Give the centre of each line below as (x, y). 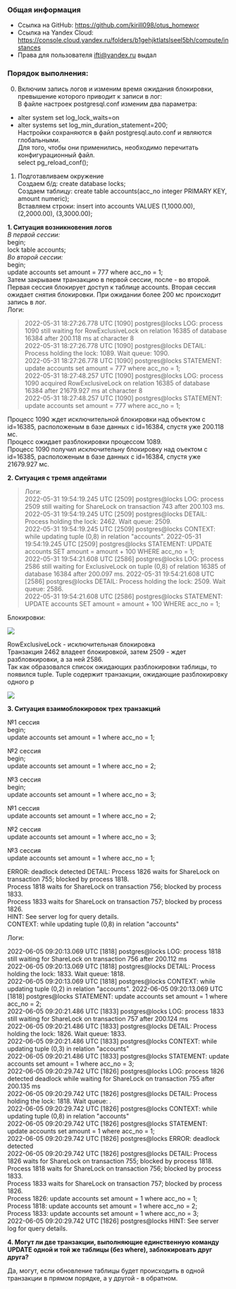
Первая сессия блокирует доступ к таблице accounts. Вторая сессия (112, 287)
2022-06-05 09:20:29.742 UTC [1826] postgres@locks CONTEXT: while (112, 1109)
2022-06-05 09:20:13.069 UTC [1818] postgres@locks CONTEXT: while (112, 981)
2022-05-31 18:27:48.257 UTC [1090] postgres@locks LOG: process (124, 376)
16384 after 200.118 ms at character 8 (79, 338)
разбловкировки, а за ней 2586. (55, 659)
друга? (18, 1257)
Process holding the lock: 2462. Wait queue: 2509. (98, 521)
